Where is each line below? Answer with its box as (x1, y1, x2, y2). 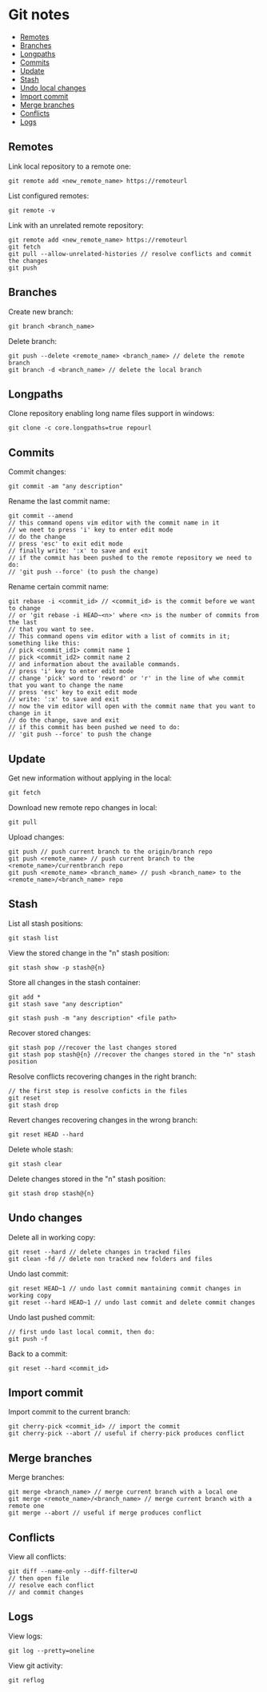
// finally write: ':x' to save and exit (8, 547, 149, 555)
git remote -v (8, 206, 56, 214)
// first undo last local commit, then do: (8, 1327, 156, 1336)
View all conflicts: (8, 1552, 66, 1562)
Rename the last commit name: (8, 497, 110, 506)
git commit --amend (8, 512, 74, 521)
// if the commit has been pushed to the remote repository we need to (8, 554, 252, 562)
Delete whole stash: (8, 1144, 74, 1154)
